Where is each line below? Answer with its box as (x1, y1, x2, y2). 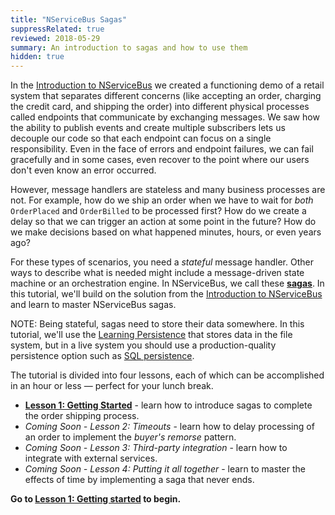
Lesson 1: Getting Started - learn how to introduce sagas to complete (24, 399, 313, 411)
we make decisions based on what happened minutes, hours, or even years (10, 226, 322, 238)
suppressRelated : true (10, 24, 105, 34)
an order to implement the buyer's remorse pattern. (24, 431, 237, 443)
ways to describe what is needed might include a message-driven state (10, 267, 305, 279)
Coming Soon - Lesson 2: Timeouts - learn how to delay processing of (24, 421, 315, 433)
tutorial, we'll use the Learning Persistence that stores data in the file (10, 329, 293, 341)
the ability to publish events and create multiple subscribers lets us (10, 122, 286, 134)
